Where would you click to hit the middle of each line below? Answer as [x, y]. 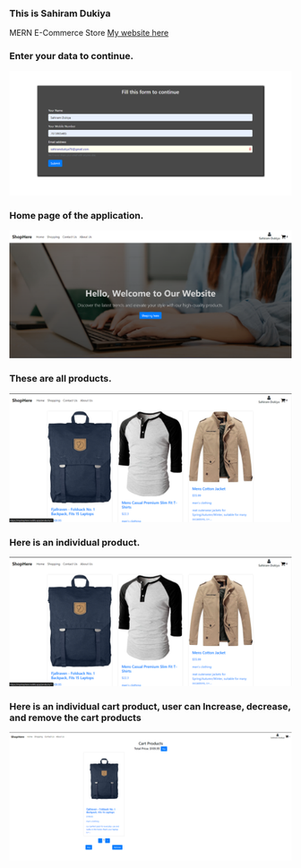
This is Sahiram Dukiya [60, 13]
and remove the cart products [75, 718]
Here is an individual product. [75, 542]
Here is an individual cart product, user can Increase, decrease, [150, 706]
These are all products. [60, 379]
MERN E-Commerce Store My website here [89, 33]
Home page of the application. [77, 216]
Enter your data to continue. [72, 56]
